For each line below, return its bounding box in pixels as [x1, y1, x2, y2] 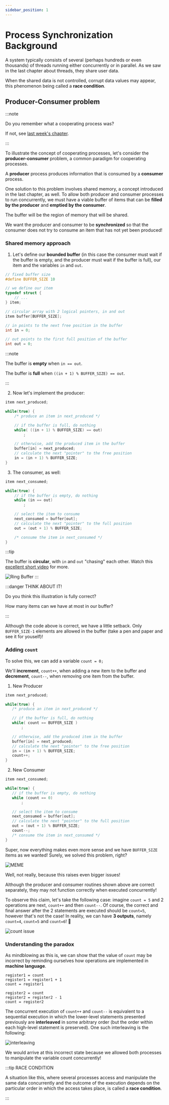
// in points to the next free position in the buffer [5, 323, 123, 328]
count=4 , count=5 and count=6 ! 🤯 [5, 918, 72, 924]
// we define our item [5, 286, 53, 291]
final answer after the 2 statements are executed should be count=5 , [5, 907, 146, 913]
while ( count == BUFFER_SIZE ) [12, 720, 78, 725]
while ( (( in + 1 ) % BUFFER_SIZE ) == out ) [14, 427, 103, 432]
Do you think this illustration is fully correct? [5, 594, 97, 600]
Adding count [5, 646, 38, 653]
